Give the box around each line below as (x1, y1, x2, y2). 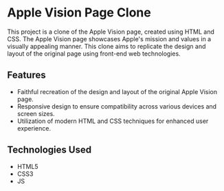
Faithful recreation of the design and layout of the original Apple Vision (16, 87, 218, 95)
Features (7, 69, 46, 81)
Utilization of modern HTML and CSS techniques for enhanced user (16, 117, 209, 125)
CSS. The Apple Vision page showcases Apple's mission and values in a (7, 34, 212, 43)
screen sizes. (16, 109, 55, 117)
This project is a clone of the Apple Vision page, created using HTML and (7, 27, 215, 36)
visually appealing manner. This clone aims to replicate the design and (7, 42, 206, 50)
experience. (16, 124, 52, 132)
